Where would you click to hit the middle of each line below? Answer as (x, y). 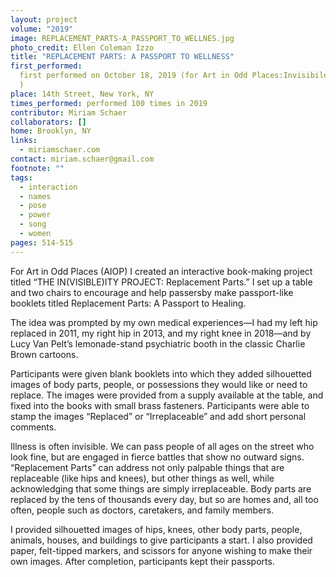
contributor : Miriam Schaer (69, 112)
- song (33, 224)
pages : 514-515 (42, 242)
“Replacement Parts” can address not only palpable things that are (147, 467)
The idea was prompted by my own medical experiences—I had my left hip (164, 322)
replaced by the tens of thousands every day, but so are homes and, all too (164, 499)
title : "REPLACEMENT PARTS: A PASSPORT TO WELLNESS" (122, 57)
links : (24, 141)
